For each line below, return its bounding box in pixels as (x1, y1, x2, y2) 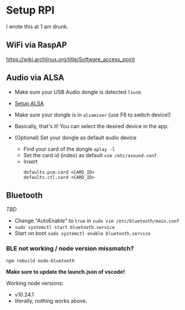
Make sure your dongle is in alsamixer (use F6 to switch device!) (14, 111, 171, 118)
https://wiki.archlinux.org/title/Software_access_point (6, 55, 135, 62)
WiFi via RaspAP (6, 40, 68, 50)
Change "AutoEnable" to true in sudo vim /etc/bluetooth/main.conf (14, 217, 180, 224)
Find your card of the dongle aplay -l (23, 145, 116, 152)
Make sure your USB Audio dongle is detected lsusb (14, 88, 142, 95)
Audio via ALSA (6, 73, 65, 83)
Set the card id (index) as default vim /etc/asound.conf (23, 151, 157, 159)
